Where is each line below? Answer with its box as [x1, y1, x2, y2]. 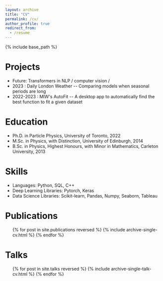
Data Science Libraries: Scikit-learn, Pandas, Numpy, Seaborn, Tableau [12, 193, 158, 199]
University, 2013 [12, 148, 46, 154]
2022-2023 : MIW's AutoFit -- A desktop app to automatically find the [12, 93, 155, 99]
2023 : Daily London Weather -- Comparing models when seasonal [12, 83, 150, 89]
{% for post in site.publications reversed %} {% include [12, 226, 125, 232]
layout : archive [5, 7, 39, 12]
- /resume [9, 30, 30, 35]
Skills [5, 166, 28, 177]
